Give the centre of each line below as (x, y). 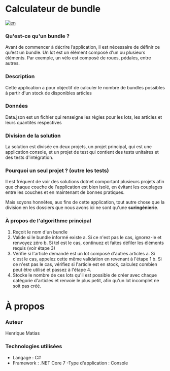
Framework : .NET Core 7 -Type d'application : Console (70, 363)
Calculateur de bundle (53, 9)
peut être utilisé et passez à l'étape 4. (52, 269)
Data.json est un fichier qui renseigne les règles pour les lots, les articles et (84, 117)
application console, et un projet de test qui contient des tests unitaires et (82, 152)
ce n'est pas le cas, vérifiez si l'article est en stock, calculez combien (85, 264)
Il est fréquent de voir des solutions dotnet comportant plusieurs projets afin (85, 182)
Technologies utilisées (34, 347)
